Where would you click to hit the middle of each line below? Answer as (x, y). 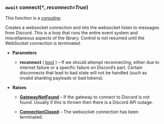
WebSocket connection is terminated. (43, 43)
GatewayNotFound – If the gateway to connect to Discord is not (85, 97)
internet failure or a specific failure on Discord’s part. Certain (81, 67)
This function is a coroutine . (33, 18)
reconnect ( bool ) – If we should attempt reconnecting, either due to (89, 62)
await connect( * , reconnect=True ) (47, 7)
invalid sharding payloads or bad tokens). (62, 78)
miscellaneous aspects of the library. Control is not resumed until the (75, 38)
